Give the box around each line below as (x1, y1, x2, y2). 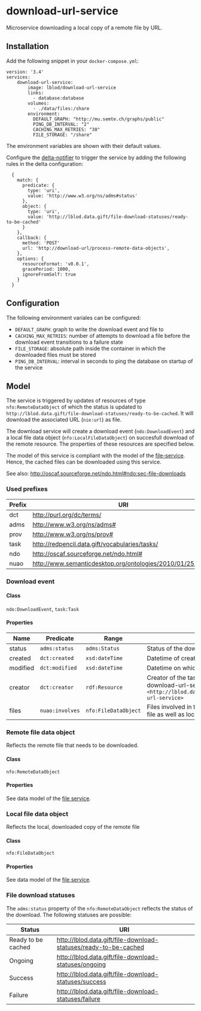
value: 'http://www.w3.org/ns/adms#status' (28, 193, 138, 199)
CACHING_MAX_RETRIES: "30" (32, 126, 100, 132)
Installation (6, 41, 49, 52)
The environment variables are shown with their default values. (6, 142, 162, 149)
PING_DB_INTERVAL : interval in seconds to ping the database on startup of (14, 358, 193, 365)
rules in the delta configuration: (6, 160, 84, 167)
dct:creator (39, 684, 74, 691)
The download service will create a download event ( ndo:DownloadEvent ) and (6, 428, 195, 435)
